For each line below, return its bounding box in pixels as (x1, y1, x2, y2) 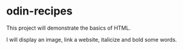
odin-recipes (6, 4, 73, 18)
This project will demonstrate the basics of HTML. (6, 24, 131, 31)
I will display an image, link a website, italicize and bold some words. (6, 36, 178, 43)
